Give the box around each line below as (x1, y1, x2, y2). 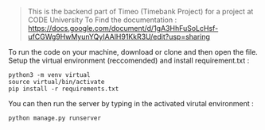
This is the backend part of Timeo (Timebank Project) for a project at (27, 7, 254, 16)
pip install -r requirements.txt (8, 85, 119, 93)
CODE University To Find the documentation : (27, 15, 177, 25)
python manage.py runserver (8, 114, 102, 122)
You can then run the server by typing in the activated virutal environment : (8, 99, 255, 108)
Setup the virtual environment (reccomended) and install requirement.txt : (8, 55, 250, 65)
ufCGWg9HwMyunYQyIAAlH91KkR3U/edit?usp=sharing (27, 32, 211, 41)
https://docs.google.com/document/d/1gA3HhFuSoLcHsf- (27, 24, 219, 32)
